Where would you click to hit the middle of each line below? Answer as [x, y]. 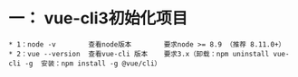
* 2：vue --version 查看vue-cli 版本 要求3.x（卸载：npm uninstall [139, 54]
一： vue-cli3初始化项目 [98, 18]
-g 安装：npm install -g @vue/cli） [93, 64]
